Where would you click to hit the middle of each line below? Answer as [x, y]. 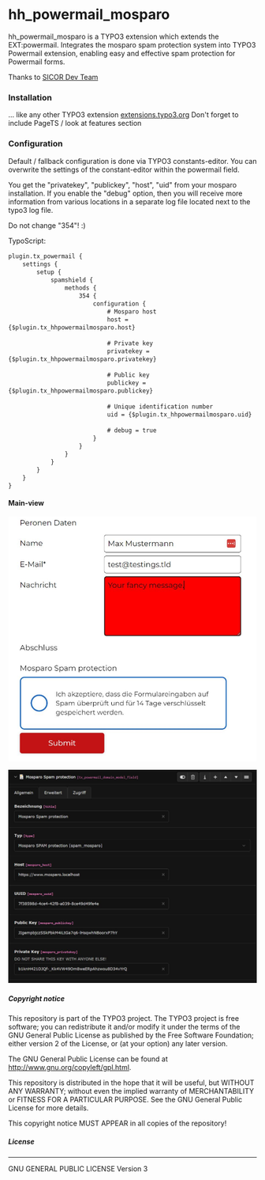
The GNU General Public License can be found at [88, 1059]
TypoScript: [27, 241]
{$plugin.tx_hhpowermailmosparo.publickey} [81, 391]
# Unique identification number [160, 406]
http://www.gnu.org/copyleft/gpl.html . [70, 1067]
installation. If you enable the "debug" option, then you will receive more [125, 193]
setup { [49, 272]
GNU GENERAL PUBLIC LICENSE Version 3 [78, 1168]
